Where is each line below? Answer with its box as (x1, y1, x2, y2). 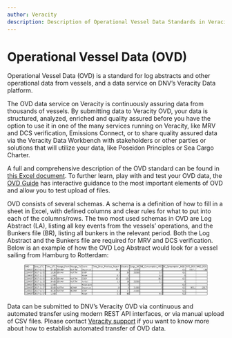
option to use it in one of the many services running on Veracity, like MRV (7, 121, 216, 130)
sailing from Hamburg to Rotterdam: (7, 251, 109, 259)
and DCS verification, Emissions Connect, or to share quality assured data (7, 129, 217, 137)
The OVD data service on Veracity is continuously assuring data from (7, 100, 204, 108)
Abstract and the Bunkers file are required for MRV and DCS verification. (7, 237, 213, 245)
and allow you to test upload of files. (7, 186, 110, 195)
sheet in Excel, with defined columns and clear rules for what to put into (7, 207, 212, 215)
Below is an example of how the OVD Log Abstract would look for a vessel (7, 243, 218, 252)
